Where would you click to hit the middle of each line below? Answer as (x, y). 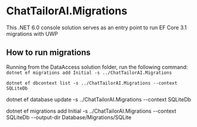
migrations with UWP (32, 33)
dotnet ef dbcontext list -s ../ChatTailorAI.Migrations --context (92, 83)
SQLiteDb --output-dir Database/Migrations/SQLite (69, 117)
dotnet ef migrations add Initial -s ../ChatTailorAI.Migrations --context (91, 111)
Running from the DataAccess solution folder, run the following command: (97, 67)
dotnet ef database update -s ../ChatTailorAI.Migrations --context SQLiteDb (99, 99)
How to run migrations (48, 53)
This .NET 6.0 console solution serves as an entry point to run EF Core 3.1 (96, 27)
